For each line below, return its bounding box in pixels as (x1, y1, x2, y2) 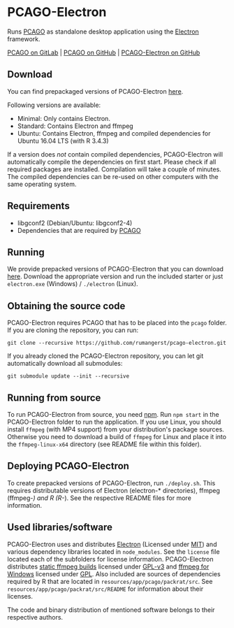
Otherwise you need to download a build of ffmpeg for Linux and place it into (7, 433, 227, 441)
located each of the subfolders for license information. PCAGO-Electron (7, 555, 214, 563)
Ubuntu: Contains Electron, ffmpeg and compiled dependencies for (17, 129, 211, 137)
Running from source (7, 392, 101, 404)
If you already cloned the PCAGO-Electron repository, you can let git (7, 352, 204, 360)
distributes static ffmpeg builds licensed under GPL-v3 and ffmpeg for (7, 562, 210, 571)
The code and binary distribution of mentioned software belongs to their (7, 606, 215, 614)
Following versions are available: (7, 101, 101, 109)
